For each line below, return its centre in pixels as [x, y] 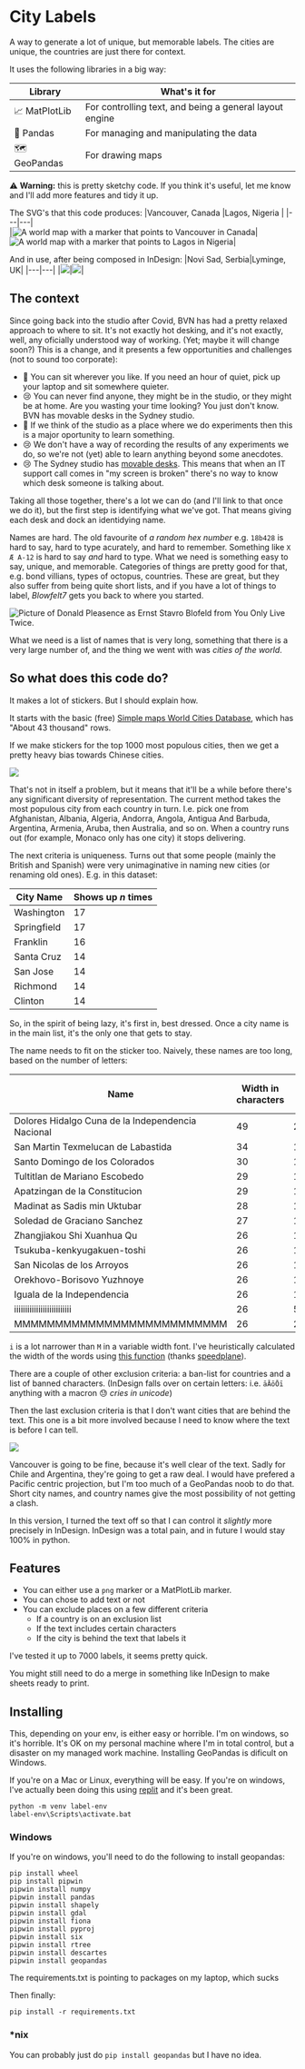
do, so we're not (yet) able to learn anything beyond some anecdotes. [153, 454]
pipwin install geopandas [58, 1961]
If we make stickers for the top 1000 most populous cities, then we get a [144, 745]
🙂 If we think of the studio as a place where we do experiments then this [157, 425]
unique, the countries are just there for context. [98, 51]
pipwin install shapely [54, 1906]
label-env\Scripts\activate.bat [70, 1815]
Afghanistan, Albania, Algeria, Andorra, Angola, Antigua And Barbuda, [140, 818]
